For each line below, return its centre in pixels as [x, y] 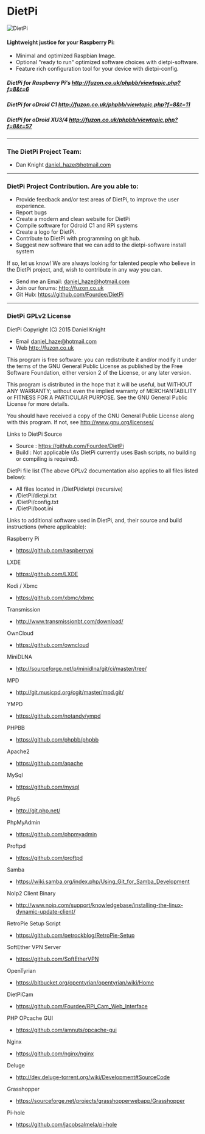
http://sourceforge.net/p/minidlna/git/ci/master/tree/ [81, 668]
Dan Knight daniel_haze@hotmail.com [63, 165]
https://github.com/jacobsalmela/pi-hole [66, 1124]
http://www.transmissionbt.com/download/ [69, 621]
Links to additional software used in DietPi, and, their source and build [95, 520]
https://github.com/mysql [47, 787]
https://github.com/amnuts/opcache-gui [66, 1030]
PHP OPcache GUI [30, 1018]
